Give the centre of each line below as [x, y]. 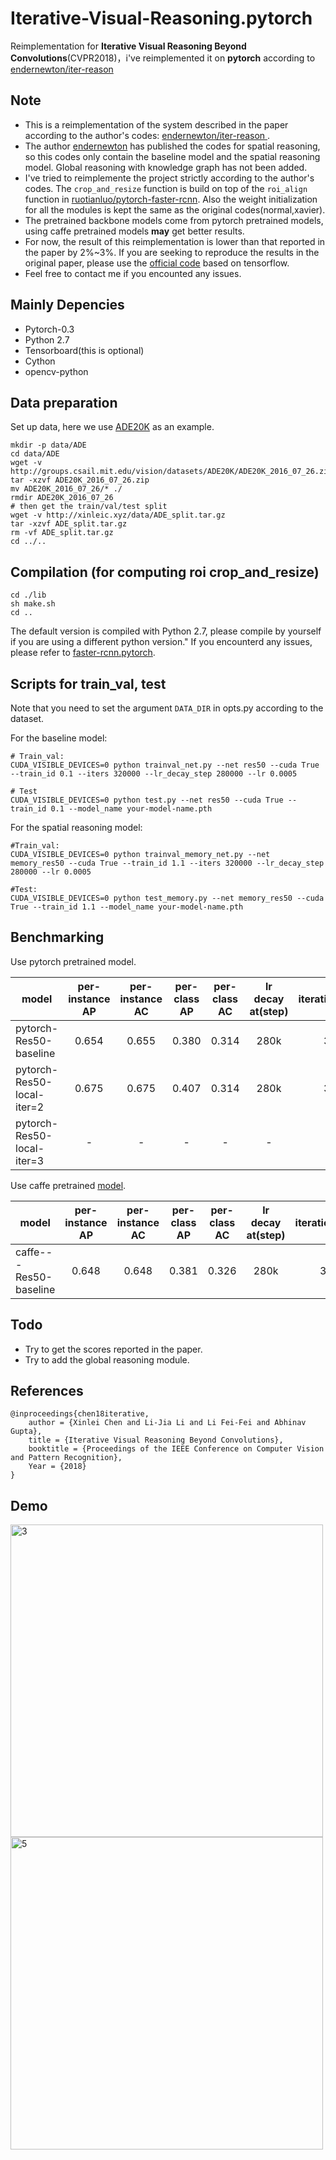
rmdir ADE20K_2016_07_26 [62, 498]
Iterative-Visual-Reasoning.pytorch [161, 18]
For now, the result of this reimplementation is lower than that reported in [175, 241]
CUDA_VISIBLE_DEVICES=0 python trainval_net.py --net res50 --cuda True [165, 765]
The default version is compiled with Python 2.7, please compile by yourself [166, 631]
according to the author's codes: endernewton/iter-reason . [147, 135]
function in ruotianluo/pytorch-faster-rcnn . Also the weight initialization [171, 199]
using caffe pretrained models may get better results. [134, 231]
